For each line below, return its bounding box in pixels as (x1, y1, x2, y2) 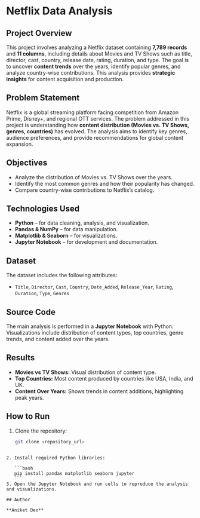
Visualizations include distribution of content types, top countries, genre (6, 329, 184, 336)
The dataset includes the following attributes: (6, 272, 118, 279)
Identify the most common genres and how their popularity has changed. (14, 180, 195, 187)
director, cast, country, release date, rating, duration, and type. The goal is (6, 57, 189, 63)
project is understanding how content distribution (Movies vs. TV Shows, (6, 121, 189, 128)
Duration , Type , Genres (14, 290, 70, 297)
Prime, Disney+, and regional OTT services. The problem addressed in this (6, 115, 190, 122)
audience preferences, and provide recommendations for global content (6, 134, 184, 141)
